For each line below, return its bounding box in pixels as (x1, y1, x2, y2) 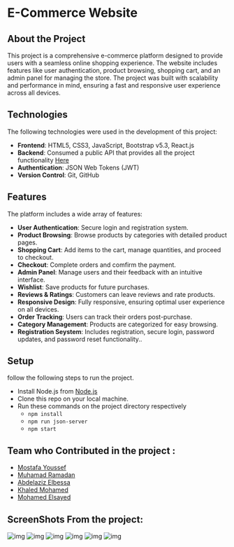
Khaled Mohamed (17, 485, 68, 494)
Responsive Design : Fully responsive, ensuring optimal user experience (17, 298, 225, 306)
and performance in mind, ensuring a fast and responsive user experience (7, 81, 221, 89)
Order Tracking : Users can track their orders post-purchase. (17, 312, 193, 321)
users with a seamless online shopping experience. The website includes (7, 59, 218, 67)
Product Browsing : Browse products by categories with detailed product (17, 230, 227, 239)
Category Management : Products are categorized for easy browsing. (17, 320, 219, 328)
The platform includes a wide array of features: (7, 209, 143, 218)
